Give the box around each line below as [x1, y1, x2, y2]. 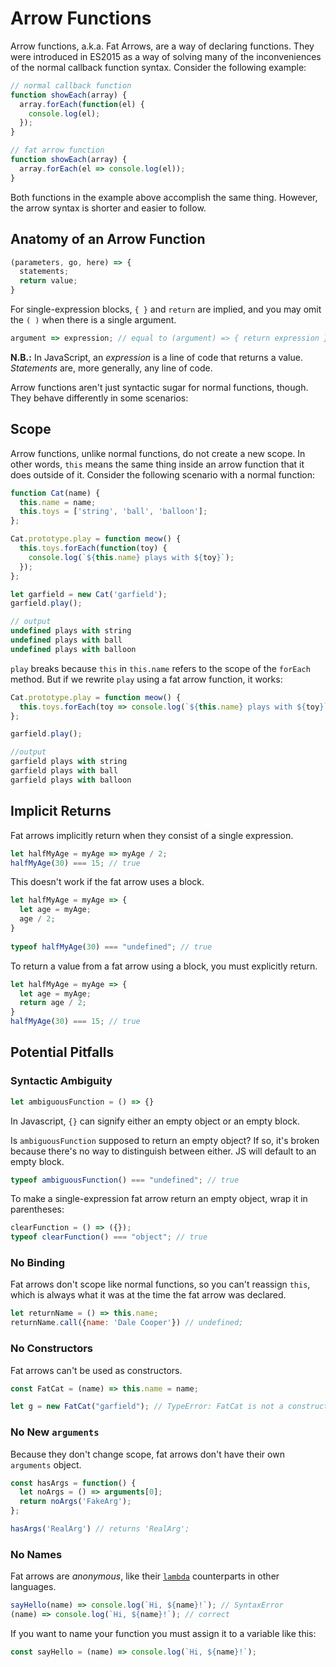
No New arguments [10, 1425, 100, 1439]
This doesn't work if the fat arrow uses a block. [10, 876, 205, 888]
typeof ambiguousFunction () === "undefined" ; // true [10, 1175, 240, 1185]
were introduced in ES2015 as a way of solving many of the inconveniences [10, 50, 322, 62]
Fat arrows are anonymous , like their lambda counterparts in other [10, 1570, 280, 1582]
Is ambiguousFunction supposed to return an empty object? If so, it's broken [10, 1134, 320, 1146]
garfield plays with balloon [10, 775, 132, 785]
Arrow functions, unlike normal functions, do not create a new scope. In [10, 447, 306, 459]
